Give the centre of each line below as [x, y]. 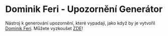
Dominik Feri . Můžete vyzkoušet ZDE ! [44, 28]
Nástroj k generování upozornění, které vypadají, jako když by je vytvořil [80, 23]
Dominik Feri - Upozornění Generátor [84, 9]
